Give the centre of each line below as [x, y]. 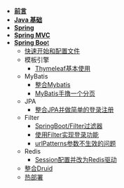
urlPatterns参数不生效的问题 [75, 143]
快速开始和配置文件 [52, 51]
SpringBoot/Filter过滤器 [69, 126]
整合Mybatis [53, 85]
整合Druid [39, 168]
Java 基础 [28, 20]
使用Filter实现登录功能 [67, 135]
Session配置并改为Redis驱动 [76, 160]
